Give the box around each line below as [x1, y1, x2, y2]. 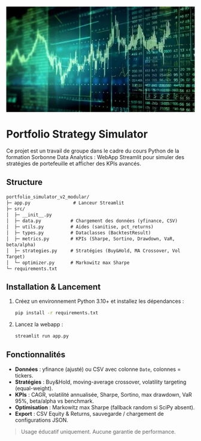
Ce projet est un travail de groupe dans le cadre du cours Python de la [6, 147, 179, 154]
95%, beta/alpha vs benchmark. [14, 397, 95, 404]
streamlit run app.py [14, 333, 69, 339]
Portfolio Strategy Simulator [6, 127, 148, 141]
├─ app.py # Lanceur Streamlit [6, 200, 124, 206]
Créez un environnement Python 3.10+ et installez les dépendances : [14, 297, 184, 305]
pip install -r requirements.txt [14, 310, 99, 316]
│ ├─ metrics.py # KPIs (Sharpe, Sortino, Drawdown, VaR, [6, 236, 175, 242]
